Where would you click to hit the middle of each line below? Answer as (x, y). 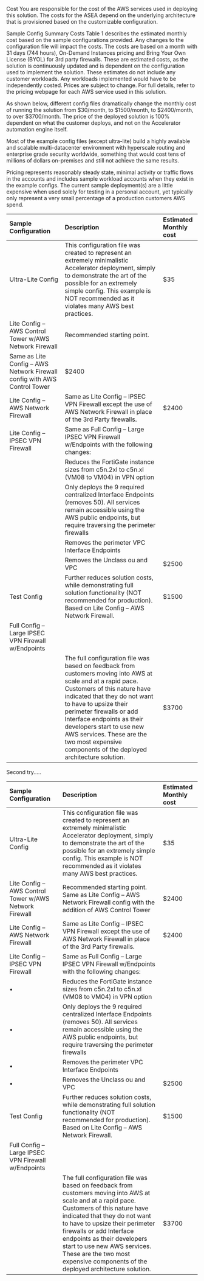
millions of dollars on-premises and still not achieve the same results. (93, 160)
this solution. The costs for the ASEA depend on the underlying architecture (101, 15)
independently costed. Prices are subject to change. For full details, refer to (101, 85)
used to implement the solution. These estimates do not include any (91, 72)
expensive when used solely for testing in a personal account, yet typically (100, 192)
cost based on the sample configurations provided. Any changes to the (95, 40)
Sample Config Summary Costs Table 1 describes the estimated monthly (97, 33)
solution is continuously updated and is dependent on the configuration (96, 66)
